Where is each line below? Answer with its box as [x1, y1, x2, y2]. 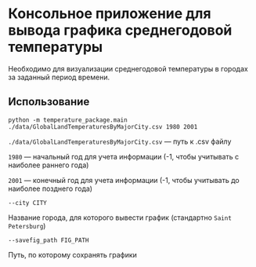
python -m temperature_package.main [8, 115, 128, 124]
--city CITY [8, 199, 47, 207]
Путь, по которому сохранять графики [8, 250, 137, 259]
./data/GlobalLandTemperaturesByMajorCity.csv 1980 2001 [8, 123, 198, 130]
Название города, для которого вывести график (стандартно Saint [8, 213, 233, 222]
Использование [8, 95, 90, 108]
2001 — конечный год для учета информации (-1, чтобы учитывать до [8, 175, 240, 185]
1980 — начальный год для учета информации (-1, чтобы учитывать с [8, 152, 240, 161]
